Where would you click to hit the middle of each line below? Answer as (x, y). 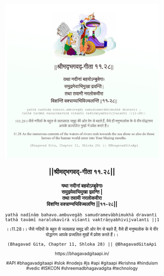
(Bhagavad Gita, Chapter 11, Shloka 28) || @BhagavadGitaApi (82, 244)
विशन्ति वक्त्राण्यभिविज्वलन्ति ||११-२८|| (82, 204)
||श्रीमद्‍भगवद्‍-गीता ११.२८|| (82, 172)
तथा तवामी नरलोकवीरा (82, 198)
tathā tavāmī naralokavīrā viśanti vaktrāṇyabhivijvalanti (77, 219)
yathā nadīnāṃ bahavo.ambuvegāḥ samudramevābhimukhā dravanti (81, 215)
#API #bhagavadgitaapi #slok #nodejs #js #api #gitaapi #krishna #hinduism (82, 263)
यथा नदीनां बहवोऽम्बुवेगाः (82, 186)
